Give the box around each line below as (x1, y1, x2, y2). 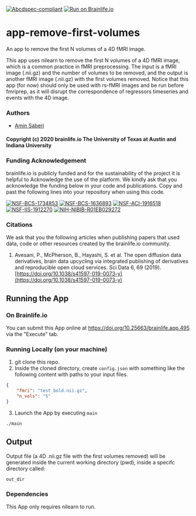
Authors (6, 108, 30, 117)
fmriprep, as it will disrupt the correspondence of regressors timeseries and (6, 88, 189, 95)
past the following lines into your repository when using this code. (6, 188, 165, 196)
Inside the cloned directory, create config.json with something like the (14, 365, 185, 372)
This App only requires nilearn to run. (6, 503, 96, 510)
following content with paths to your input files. (14, 371, 128, 378)
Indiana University (6, 141, 51, 149)
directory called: (6, 465, 46, 472)
